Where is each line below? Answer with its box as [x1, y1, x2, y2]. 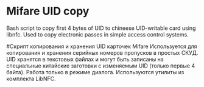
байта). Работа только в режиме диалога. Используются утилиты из [6, 68, 185, 75]
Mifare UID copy [6, 4, 90, 18]
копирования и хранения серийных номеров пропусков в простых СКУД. [6, 49, 199, 56]
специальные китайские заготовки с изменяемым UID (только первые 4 [6, 62, 195, 69]
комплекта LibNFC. [6, 75, 56, 82]
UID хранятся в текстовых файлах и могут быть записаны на [6, 55, 164, 63]
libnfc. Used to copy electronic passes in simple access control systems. [6, 30, 189, 38]
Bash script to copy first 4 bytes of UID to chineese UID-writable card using [6, 24, 196, 32]
